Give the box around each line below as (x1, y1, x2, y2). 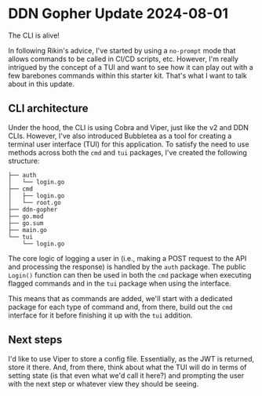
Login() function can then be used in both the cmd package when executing (8, 270, 252, 279)
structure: (8, 156, 40, 165)
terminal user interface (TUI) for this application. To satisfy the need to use (8, 139, 249, 149)
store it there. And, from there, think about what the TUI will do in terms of (8, 362, 247, 372)
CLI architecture (8, 102, 89, 115)
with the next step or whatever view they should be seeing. (8, 379, 199, 388)
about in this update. (8, 79, 75, 89)
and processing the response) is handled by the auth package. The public (8, 262, 246, 271)
